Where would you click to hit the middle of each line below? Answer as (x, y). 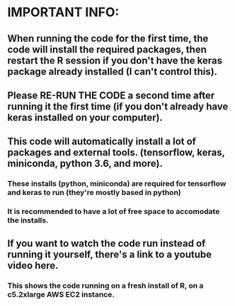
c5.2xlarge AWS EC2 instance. (61, 294)
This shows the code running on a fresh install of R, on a (105, 286)
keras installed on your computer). (85, 117)
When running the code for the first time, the (108, 39)
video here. (33, 265)
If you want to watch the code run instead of (107, 243)
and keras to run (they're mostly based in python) (94, 193)
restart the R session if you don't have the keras (115, 60)
